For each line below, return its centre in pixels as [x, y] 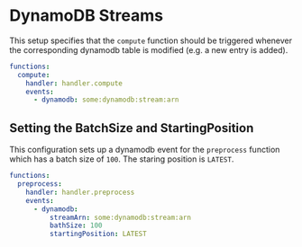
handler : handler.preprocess [80, 192]
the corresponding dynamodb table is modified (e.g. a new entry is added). [149, 49]
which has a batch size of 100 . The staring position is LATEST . [122, 159]
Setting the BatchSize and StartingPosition [132, 128]
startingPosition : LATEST [98, 234]
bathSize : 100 [76, 225]
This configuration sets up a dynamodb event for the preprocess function [145, 150]
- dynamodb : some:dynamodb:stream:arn [106, 100]
